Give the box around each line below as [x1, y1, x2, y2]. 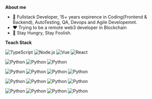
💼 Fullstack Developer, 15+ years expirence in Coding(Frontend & [12, 14, 147, 19]
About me [5, 4, 27, 10]
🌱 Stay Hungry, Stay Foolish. [12, 30, 72, 35]
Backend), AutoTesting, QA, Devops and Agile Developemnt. [12, 19, 137, 25]
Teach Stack [5, 39, 32, 45]
